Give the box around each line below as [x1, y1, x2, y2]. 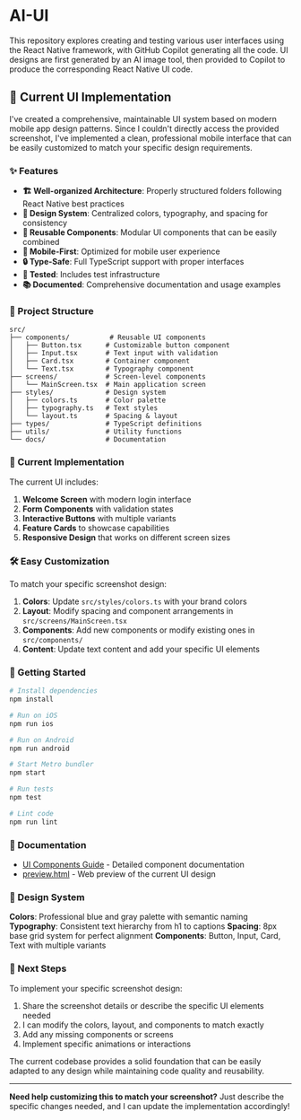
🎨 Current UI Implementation [9, 90, 172, 105]
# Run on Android [9, 735, 74, 745]
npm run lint [9, 818, 58, 827]
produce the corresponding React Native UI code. [9, 64, 193, 74]
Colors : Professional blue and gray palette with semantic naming [9, 912, 248, 923]
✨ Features [9, 164, 59, 177]
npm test [9, 793, 42, 802]
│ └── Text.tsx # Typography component [9, 364, 194, 373]
